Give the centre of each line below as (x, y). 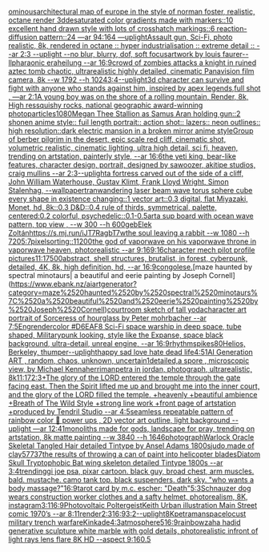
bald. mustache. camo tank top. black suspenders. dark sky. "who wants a (131, 479)
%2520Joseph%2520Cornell (57, 309)
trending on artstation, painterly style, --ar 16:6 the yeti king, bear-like (122, 156)
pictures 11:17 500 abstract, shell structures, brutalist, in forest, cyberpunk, (128, 258)
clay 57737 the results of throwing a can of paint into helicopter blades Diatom (134, 454)
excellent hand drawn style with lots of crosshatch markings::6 (112, 28)
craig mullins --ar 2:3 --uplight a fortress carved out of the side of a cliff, (126, 173)
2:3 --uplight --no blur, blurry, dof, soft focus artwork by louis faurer (131, 54)
